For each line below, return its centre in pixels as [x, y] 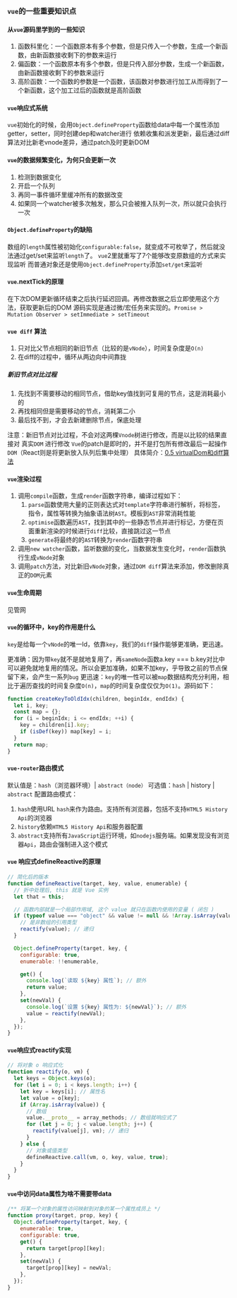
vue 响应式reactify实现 [39, 1050]
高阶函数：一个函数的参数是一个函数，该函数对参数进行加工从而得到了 [120, 82]
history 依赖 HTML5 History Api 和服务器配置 [80, 826]
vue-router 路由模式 [36, 768]
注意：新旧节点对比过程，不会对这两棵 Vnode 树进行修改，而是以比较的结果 [114, 435]
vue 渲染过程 [25, 479]
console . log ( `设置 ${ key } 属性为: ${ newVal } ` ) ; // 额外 [106, 1007]
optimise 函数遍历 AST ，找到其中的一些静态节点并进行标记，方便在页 [126, 522]
